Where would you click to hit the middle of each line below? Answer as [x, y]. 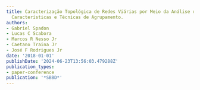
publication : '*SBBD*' [34, 78]
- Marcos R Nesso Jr [32, 39]
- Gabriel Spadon [28, 28]
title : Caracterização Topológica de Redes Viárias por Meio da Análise [98, 12]
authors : [17, 22]
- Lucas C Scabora [29, 34]
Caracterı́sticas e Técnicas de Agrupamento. [68, 17]
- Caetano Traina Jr [32, 45]
